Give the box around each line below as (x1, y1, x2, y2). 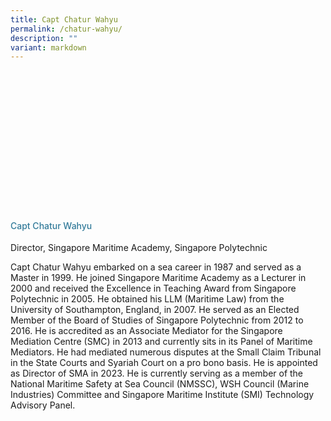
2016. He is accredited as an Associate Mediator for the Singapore (10, 325, 283, 337)
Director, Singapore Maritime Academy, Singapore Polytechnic (10, 242, 268, 254)
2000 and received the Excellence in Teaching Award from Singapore (10, 282, 297, 295)
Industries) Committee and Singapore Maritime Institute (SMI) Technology (10, 389, 315, 401)
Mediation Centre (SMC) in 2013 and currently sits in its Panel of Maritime (10, 336, 313, 348)
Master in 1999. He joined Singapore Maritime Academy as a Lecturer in (10, 272, 307, 284)
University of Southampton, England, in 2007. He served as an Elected (10, 304, 300, 316)
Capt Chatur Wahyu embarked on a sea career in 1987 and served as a (10, 261, 302, 273)
